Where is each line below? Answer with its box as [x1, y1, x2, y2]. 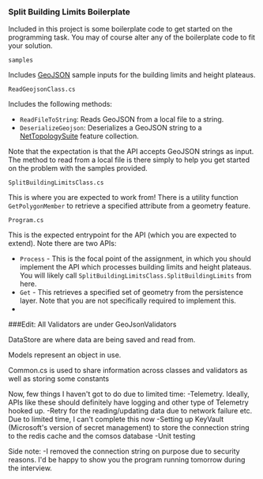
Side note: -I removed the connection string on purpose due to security [8, 447, 240, 456]
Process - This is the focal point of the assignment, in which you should [19, 254, 251, 263]
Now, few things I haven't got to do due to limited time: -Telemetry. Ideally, [8, 390, 250, 399]
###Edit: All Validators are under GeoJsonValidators [8, 319, 177, 330]
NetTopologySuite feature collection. [19, 131, 140, 141]
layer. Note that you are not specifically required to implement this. [19, 296, 237, 306]
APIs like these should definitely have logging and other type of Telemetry [8, 398, 249, 407]
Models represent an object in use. [8, 350, 122, 360]
